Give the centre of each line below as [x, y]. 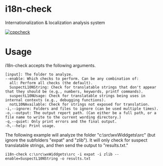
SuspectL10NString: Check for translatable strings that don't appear [83, 87]
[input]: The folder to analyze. [39, 74]
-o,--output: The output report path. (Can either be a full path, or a [81, 113]
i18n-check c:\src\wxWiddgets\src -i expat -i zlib [59, 154]
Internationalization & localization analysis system [55, 23]
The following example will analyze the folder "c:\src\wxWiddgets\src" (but [80, 135]
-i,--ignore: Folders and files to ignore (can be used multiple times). [82, 109]
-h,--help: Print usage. [30, 126]
